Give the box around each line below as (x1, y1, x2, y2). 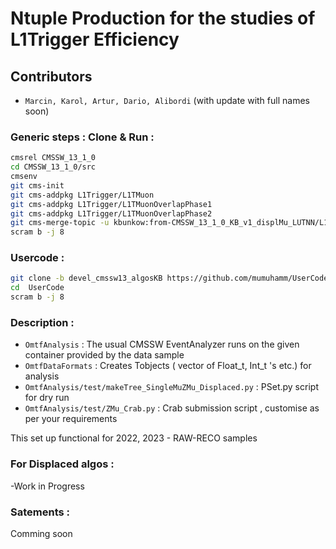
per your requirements (24, 413, 118, 425)
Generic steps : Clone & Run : (10, 130, 155, 144)
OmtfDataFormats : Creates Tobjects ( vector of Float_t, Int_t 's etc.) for (24, 360, 312, 372)
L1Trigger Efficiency (10, 28, 180, 51)
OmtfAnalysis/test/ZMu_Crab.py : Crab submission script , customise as (24, 402, 320, 414)
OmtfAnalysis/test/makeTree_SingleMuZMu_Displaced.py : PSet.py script (24, 381, 319, 393)
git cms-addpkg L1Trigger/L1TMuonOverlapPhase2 (10, 208, 213, 219)
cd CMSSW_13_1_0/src (10, 162, 97, 172)
